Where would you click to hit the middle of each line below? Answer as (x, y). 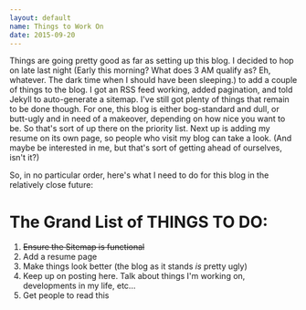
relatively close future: (52, 185)
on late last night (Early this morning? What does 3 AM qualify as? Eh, (140, 70)
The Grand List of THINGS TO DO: (139, 222)
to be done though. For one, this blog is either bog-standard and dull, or (145, 109)
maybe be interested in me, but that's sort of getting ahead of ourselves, (146, 148)
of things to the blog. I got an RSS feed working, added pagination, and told (151, 90)
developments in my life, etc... (79, 286)
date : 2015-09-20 (42, 35)
